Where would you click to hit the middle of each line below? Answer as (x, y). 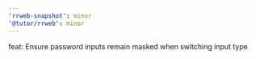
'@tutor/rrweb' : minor (46, 23)
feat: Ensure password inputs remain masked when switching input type (128, 46)
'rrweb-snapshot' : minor (50, 16)
